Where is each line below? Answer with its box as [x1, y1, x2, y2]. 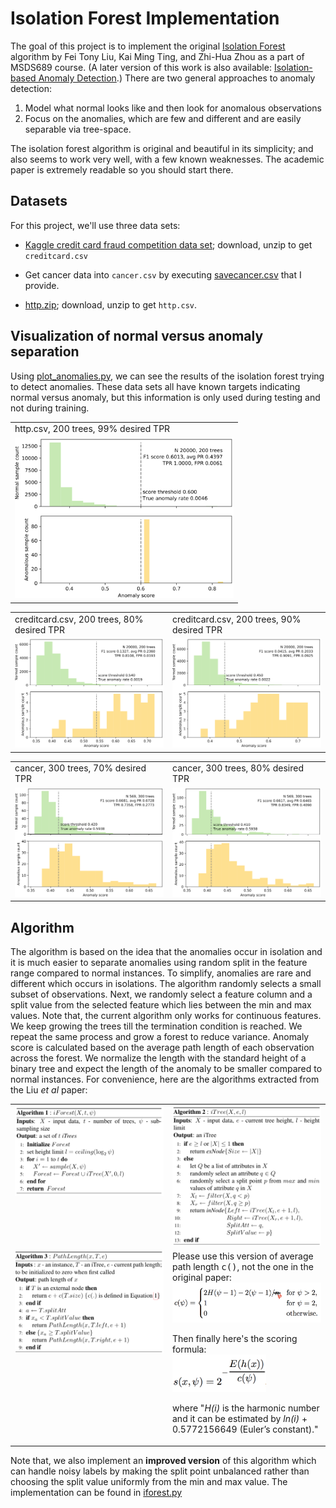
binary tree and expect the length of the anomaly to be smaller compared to [10, 1063, 323, 1075]
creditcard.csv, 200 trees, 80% [14, 613, 144, 625]
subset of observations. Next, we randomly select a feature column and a [10, 988, 313, 1001]
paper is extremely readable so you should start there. [10, 163, 234, 176]
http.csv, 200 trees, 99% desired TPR [14, 423, 171, 435]
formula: [172, 1343, 207, 1355]
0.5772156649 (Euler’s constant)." [172, 1423, 319, 1436]
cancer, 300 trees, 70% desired [14, 762, 147, 774]
